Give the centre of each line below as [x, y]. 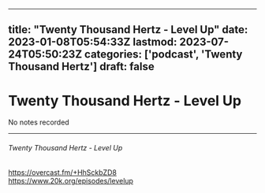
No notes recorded [39, 122]
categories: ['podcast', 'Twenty [163, 55]
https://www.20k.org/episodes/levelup [71, 180]
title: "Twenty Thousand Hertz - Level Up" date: [128, 30]
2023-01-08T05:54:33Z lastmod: [93, 42]
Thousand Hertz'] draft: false [82, 67]
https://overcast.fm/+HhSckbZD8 [62, 172]
